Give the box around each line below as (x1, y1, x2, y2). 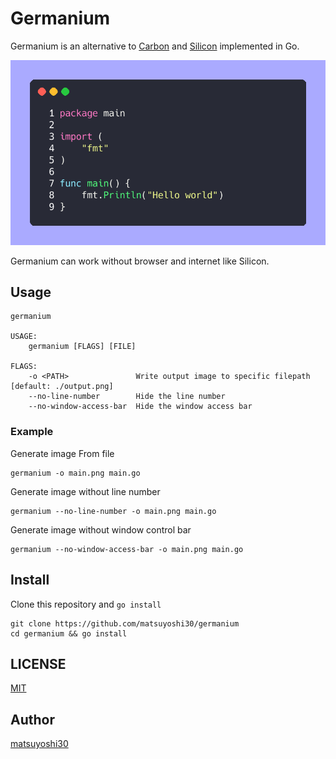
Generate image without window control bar (10, 523, 192, 536)
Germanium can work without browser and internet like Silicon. (10, 255, 270, 267)
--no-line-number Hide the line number (28, 392, 226, 402)
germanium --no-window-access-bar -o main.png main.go (10, 544, 244, 554)
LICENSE (10, 655, 67, 672)
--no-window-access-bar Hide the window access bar (28, 402, 253, 412)
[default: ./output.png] (10, 382, 114, 392)
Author (10, 711, 55, 728)
